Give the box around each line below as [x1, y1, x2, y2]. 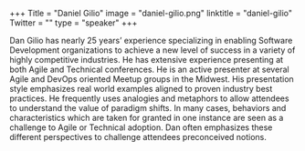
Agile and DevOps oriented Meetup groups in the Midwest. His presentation [9, 74, 294, 85]
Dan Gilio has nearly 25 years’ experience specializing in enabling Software [9, 35, 293, 45]
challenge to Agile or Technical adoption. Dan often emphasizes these [9, 122, 273, 133]
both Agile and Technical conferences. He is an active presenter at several [9, 64, 289, 75]
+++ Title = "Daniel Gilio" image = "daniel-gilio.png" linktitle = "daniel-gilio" [9, 8, 293, 18]
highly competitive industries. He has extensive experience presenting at [9, 55, 284, 65]
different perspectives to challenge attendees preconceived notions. [9, 132, 268, 142]
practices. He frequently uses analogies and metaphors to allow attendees [9, 93, 289, 104]
